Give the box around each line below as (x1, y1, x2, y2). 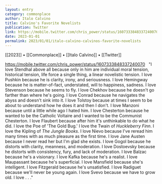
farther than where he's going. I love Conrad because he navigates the (5, 92, 146, 98)
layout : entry (5, 7, 34, 12)
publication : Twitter (5, 25, 49, 30)
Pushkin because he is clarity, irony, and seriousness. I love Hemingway (5, 77, 148, 82)
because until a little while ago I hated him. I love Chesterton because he (5, 107, 149, 113)
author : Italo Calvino (5, 16, 51, 21)
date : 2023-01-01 (5, 34, 40, 39)
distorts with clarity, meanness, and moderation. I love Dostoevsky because (5, 143, 155, 149)
